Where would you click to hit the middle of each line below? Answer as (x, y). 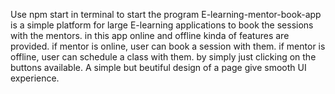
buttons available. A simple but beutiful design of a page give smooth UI (158, 67)
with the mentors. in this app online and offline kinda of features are (150, 35)
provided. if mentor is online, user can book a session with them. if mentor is (168, 46)
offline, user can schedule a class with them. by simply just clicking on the (163, 57)
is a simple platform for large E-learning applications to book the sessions (162, 25)
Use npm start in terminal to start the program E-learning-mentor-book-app (166, 14)
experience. (35, 78)
